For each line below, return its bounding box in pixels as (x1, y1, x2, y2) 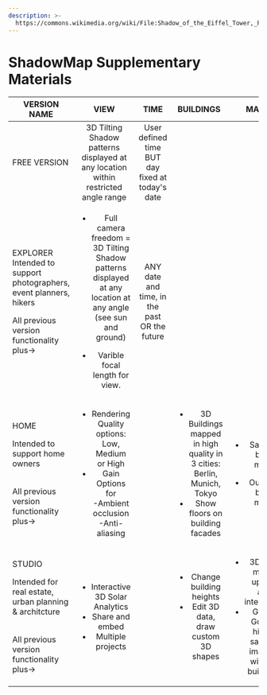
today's (138, 182, 167, 193)
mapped (190, 429, 222, 440)
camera (96, 223, 126, 234)
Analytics (93, 601, 129, 612)
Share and (91, 612, 130, 623)
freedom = (91, 232, 131, 243)
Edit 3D (192, 601, 220, 612)
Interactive (91, 581, 131, 592)
